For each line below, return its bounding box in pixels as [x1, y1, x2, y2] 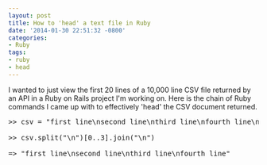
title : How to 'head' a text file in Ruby [8, 19, 151, 27]
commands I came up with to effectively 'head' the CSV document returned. [8, 102, 258, 111]
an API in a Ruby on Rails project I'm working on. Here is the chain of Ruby [8, 93, 252, 103]
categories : [8, 33, 48, 42]
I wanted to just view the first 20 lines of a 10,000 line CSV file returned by [8, 85, 252, 94]
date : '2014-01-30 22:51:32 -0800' [8, 26, 126, 34]
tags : [8, 48, 26, 56]
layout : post [8, 11, 52, 20]
